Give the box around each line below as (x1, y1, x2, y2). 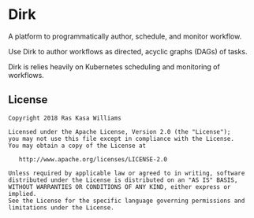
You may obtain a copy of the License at (8, 142, 147, 150)
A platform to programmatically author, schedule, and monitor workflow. (8, 31, 242, 41)
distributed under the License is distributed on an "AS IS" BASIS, (8, 176, 238, 184)
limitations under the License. (8, 203, 114, 212)
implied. (8, 190, 37, 198)
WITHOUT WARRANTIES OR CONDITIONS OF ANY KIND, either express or (8, 183, 231, 190)
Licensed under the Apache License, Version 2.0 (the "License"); (8, 127, 231, 135)
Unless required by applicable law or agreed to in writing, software (8, 169, 245, 177)
